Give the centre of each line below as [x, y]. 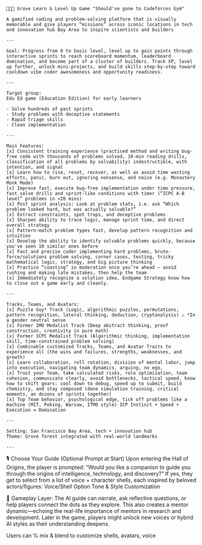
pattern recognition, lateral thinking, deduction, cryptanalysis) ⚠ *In [101, 315]
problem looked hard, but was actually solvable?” [71, 209]
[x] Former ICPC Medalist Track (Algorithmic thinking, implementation [98, 336]
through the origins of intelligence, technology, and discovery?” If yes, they [99, 473]
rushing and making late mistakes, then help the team [77, 273]
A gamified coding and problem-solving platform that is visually [91, 19]
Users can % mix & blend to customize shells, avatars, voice [81, 535]
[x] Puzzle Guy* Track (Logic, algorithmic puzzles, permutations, [93, 310]
